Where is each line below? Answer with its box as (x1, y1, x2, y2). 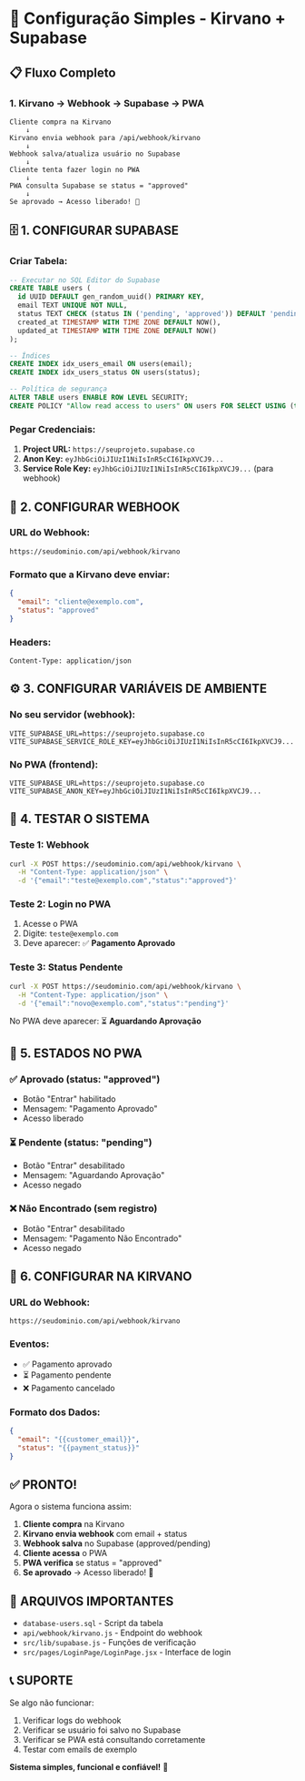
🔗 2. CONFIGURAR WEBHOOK (9, 499, 181, 514)
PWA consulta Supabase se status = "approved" (9, 181, 189, 190)
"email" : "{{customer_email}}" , (17, 1434, 141, 1444)
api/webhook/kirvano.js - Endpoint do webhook (22, 1627, 202, 1638)
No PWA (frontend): (9, 758, 99, 770)
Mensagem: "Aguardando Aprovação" (22, 1170, 165, 1181)
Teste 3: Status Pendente (9, 961, 123, 973)
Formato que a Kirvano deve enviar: (9, 568, 171, 581)
